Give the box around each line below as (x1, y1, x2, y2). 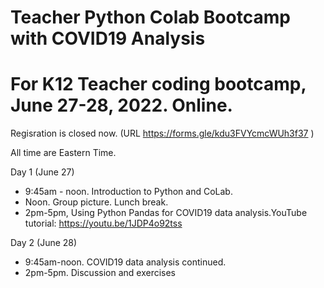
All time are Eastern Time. (10, 147, 117, 159)
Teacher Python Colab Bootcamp (10, 6, 291, 29)
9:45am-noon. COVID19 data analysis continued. (24, 256, 227, 268)
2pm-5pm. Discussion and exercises (24, 267, 177, 279)
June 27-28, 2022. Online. (10, 94, 233, 117)
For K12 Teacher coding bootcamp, (10, 73, 307, 96)
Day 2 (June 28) (10, 237, 78, 249)
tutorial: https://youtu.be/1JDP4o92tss (24, 217, 183, 230)
